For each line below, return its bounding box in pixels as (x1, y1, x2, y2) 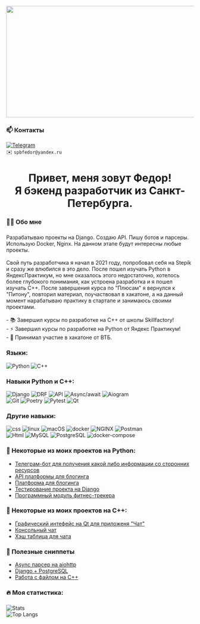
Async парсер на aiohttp (14, 561, 76, 568)
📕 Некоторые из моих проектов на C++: (6, 506, 127, 515)
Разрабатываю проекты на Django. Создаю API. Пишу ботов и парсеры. (6, 234, 189, 241)
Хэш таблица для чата (14, 532, 71, 540)
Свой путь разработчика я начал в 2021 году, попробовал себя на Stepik (6, 259, 192, 266)
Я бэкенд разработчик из (14, 184, 147, 197)
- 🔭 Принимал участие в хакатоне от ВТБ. (6, 334, 112, 341)
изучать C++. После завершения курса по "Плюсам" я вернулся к (6, 284, 176, 291)
